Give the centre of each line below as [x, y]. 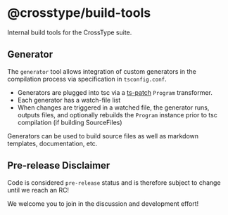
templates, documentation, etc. [52, 143]
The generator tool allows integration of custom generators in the [102, 71]
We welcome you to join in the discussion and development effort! [103, 203]
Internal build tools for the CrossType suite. [70, 32]
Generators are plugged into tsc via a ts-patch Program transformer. [115, 92]
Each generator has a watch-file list [69, 100]
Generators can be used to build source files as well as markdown [103, 136]
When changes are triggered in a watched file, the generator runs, [113, 107]
